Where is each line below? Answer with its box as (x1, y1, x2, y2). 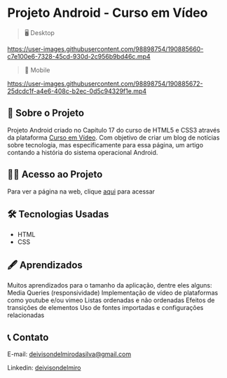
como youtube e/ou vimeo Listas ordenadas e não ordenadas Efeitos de (7, 296, 215, 304)
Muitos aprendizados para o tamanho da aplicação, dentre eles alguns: (7, 281, 212, 290)
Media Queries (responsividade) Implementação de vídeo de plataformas (7, 289, 219, 297)
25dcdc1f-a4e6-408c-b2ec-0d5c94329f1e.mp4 (7, 86, 147, 95)
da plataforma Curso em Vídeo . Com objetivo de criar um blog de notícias (7, 133, 220, 142)
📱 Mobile (24, 65, 50, 74)
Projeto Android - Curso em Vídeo (7, 5, 208, 21)
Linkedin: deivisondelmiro (7, 363, 81, 372)
